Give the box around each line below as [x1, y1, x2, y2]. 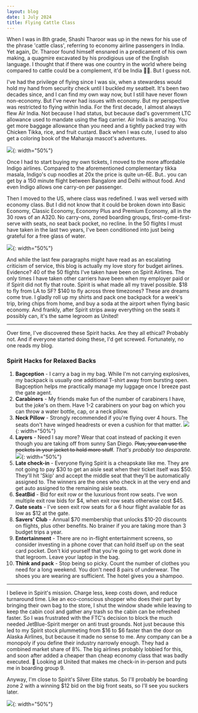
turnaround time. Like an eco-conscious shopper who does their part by [6, 595, 182, 602]
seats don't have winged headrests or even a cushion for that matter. [15, 421, 182, 428]
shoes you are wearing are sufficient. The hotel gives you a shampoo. [15, 572, 184, 579]
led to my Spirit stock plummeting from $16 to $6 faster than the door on [6, 626, 182, 634]
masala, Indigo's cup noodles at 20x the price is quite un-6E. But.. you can [6, 171, 187, 178]
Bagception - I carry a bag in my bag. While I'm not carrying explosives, [15, 370, 190, 377]
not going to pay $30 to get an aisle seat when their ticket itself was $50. [15, 465, 192, 472]
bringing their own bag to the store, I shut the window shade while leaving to [6, 602, 192, 609]
